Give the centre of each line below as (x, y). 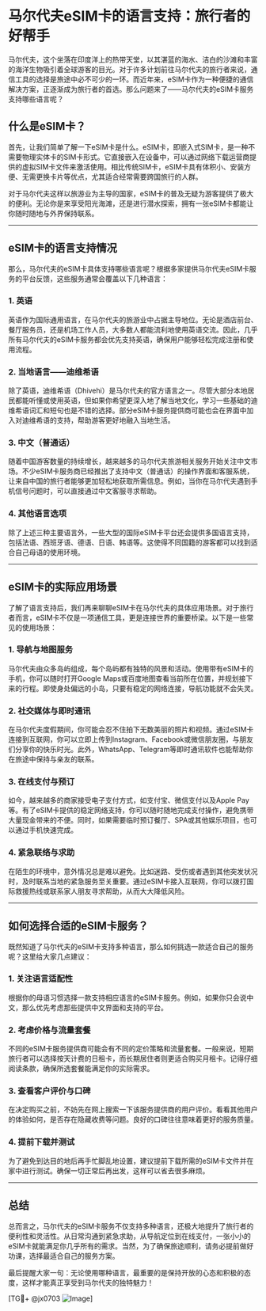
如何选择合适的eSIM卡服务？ (78, 926)
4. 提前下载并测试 (42, 1142)
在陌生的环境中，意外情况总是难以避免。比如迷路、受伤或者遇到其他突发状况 (133, 871)
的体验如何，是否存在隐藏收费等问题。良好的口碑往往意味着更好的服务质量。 (133, 1119)
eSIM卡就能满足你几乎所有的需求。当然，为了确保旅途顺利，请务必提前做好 (131, 1246)
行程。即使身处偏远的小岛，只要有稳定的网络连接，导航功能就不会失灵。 (140, 688)
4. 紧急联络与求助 (42, 853)
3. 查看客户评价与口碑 (49, 1091)
